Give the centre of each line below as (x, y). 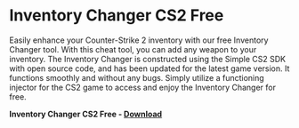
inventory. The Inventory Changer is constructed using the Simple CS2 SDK (148, 59)
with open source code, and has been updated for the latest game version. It (149, 68)
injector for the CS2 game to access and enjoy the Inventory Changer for (142, 87)
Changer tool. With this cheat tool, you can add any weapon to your (133, 49)
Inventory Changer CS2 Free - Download (86, 114)
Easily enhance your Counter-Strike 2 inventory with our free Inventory (139, 40)
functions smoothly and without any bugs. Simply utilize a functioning (137, 77)
